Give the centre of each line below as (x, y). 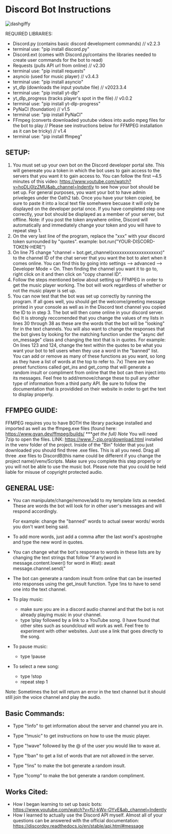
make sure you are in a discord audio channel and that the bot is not (92, 609)
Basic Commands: (35, 713)
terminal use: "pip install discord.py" (51, 49)
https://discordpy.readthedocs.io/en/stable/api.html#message (78, 826)
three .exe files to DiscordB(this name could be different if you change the (83, 455)
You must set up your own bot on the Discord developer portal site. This (89, 165)
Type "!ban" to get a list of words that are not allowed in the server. (83, 756)
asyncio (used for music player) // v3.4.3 (56, 76)
